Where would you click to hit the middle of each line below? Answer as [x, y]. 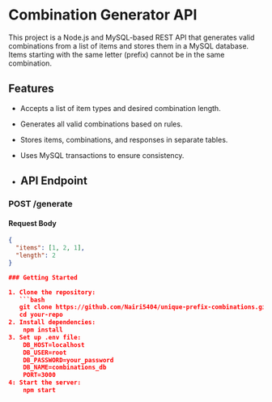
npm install [43, 330]
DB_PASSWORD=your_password [68, 360]
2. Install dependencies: [52, 323]
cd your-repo [41, 315]
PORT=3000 [40, 375]
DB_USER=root [45, 353]
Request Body [32, 223]
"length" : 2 [36, 256]
